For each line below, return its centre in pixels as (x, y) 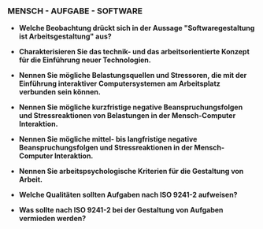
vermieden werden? (52, 219)
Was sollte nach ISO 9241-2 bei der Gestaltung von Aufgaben (121, 210)
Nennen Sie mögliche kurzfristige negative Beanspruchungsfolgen (131, 107)
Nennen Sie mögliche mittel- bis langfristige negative (108, 139)
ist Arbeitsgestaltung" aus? (65, 36)
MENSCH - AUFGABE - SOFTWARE (75, 11)
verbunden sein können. (60, 92)
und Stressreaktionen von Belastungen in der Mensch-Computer (127, 116)
